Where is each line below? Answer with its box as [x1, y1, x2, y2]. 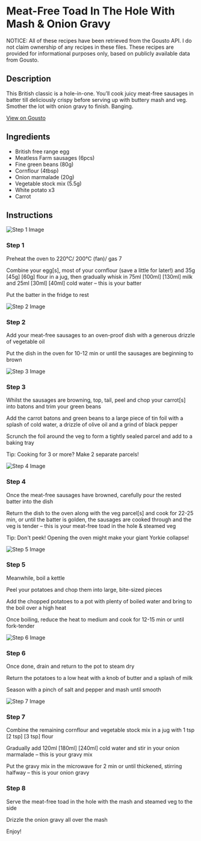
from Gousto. [6, 56, 39, 63]
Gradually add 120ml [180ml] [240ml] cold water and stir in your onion [6, 744, 179, 752]
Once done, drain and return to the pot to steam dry [6, 662, 135, 670]
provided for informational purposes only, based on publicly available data [6, 49, 191, 57]
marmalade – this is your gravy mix [6, 751, 93, 758]
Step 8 [6, 784, 26, 793]
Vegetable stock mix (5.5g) [14, 180, 82, 187]
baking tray [6, 439, 34, 446]
